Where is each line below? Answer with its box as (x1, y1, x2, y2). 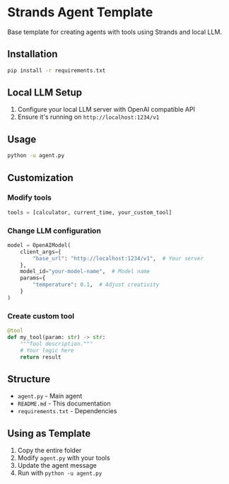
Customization (7, 171, 74, 184)
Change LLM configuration (7, 226, 101, 236)
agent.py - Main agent (17, 392, 83, 401)
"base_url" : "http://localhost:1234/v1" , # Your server (33, 255, 204, 262)
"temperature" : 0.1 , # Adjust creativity (33, 281, 160, 289)
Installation (7, 48, 58, 60)
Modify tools (7, 192, 52, 202)
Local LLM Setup (7, 86, 83, 99)
